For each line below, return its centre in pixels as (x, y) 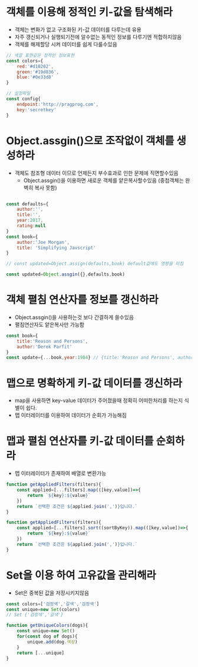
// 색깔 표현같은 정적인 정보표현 (40, 55)
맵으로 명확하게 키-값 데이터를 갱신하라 (94, 383)
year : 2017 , (30, 220)
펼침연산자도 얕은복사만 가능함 (49, 324)
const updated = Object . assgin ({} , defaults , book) (66, 274)
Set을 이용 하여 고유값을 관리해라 (81, 575)
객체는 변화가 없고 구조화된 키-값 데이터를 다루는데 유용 (78, 29)
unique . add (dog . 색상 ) (52, 642)
